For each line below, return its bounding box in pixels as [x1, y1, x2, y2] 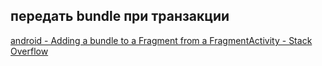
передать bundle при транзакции [10, 8, 230, 25]
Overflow [10, 45, 49, 57]
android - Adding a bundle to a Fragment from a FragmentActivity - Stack [10, 34, 313, 46]
